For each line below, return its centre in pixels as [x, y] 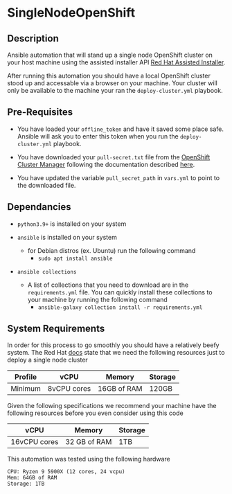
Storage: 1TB [26, 484]
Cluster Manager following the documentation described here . [106, 164]
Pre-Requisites [40, 112]
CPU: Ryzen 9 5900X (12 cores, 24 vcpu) [66, 472]
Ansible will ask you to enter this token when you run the [98, 136]
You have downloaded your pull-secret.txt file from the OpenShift [114, 157]
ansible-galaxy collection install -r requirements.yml [120, 307]
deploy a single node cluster [47, 360]
